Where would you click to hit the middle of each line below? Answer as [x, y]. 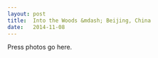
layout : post [27, 14]
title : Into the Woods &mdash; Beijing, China [79, 21]
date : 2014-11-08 [36, 27]
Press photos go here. [40, 47]
